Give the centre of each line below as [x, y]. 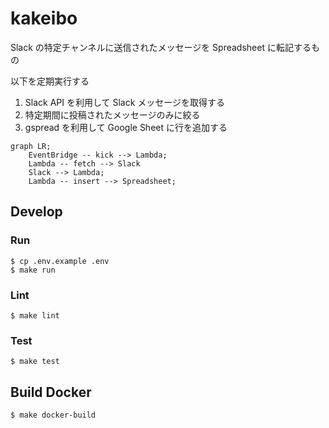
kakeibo [44, 18]
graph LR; [31, 146]
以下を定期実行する [50, 81]
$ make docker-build [53, 415]
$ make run [33, 270]
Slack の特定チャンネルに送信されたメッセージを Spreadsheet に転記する [161, 47]
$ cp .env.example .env [60, 261]
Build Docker [51, 392]
